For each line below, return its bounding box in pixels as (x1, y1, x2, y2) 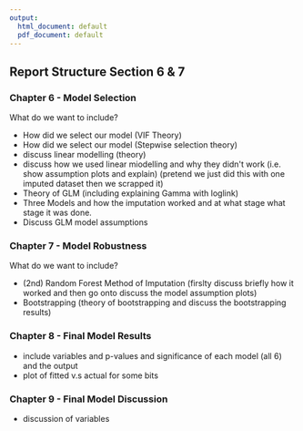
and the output (22, 360, 79, 371)
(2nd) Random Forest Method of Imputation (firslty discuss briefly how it (22, 278, 294, 289)
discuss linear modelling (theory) (22, 149, 146, 160)
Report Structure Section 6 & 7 (9, 64, 186, 79)
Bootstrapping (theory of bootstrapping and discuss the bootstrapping (22, 297, 287, 308)
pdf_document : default (17, 30, 104, 39)
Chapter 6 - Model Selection (9, 91, 136, 104)
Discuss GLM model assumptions (22, 217, 148, 228)
